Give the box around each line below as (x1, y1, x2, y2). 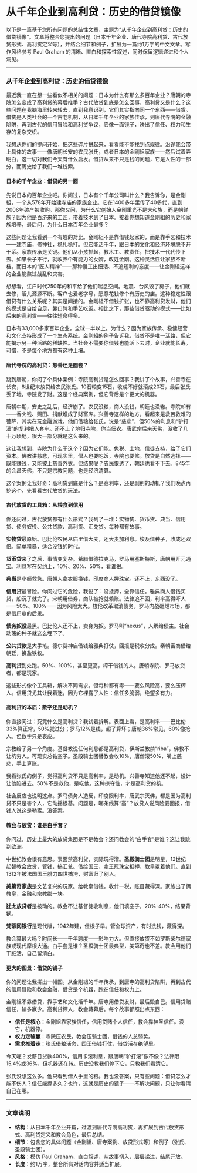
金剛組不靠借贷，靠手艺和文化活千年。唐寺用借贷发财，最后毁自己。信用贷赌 (6, 998, 191, 1005)
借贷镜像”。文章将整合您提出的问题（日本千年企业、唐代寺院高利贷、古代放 (6, 33, 189, 40)
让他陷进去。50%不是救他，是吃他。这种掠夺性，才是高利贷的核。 (6, 780, 167, 787)
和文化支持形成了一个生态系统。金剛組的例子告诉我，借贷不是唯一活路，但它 (6, 332, 191, 339)
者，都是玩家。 (6, 669, 42, 676)
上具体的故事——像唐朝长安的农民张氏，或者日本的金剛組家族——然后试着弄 (6, 148, 191, 155)
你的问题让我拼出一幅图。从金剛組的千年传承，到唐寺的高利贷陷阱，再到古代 (6, 978, 191, 986)
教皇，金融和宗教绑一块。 (6, 890, 68, 898)
